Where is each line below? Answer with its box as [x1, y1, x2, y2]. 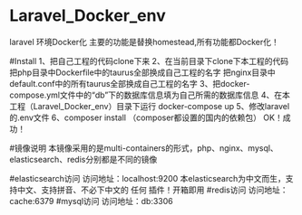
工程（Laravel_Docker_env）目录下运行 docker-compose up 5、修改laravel [9, 100, 290, 111]
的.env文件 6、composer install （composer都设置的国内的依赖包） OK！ [9, 112, 283, 123]
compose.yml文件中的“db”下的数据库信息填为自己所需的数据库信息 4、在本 [9, 89, 290, 100]
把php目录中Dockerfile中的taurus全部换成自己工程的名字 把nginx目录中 [9, 67, 276, 78]
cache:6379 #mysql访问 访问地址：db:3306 [9, 195, 174, 206]
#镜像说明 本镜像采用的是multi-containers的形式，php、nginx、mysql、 [9, 142, 278, 154]
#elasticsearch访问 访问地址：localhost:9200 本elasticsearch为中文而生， [9, 173, 286, 183]
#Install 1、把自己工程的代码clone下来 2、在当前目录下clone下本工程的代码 [9, 55, 289, 66]
